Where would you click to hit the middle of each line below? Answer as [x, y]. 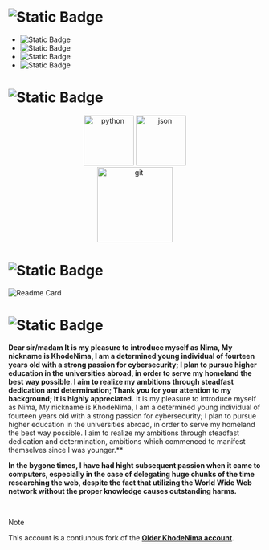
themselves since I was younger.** [66, 450]
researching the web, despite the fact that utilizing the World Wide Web [130, 483]
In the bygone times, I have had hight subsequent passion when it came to [134, 465]
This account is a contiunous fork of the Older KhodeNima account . [121, 537]
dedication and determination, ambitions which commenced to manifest [127, 441]
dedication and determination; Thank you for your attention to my [120, 390]
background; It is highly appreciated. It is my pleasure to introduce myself [132, 398]
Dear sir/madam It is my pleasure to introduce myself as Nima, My [120, 347]
